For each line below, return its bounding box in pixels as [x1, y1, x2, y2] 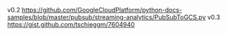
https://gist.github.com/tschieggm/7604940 [7, 21, 135, 28]
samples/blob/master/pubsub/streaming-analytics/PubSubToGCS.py [7, 13, 206, 21]
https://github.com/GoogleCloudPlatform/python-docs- [21, 6, 183, 14]
